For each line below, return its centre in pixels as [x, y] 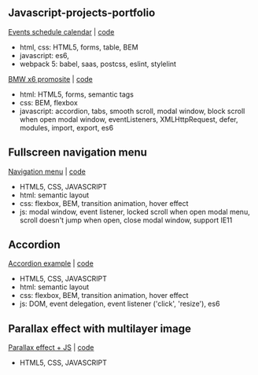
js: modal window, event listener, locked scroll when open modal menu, [135, 211]
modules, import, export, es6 [66, 127]
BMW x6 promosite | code [50, 79]
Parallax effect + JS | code [51, 347]
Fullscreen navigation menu [78, 153]
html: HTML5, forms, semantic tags [76, 94]
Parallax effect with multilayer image [100, 328]
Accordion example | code [51, 263]
